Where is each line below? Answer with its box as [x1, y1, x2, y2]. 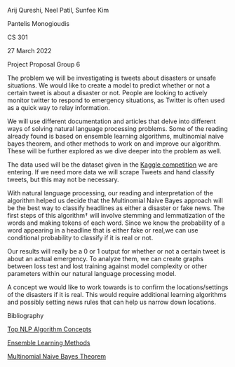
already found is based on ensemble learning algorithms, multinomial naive [7, 132, 224, 140]
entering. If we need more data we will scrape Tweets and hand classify [7, 168, 215, 176]
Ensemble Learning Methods [7, 339, 90, 347]
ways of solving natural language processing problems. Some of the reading [7, 125, 228, 132]
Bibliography [7, 312, 44, 319]
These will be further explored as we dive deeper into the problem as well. [7, 147, 222, 155]
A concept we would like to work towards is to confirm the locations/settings [7, 283, 229, 291]
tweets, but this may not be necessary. [7, 175, 119, 183]
